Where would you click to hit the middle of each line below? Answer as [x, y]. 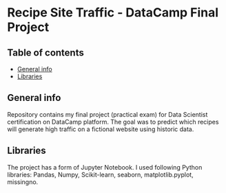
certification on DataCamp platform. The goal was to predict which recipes [113, 122]
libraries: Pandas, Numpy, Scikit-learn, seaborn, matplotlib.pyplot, [101, 174]
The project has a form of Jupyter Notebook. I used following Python [105, 167]
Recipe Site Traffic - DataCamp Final [113, 13]
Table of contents [45, 53]
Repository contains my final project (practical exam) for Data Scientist [107, 114]
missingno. [23, 182]
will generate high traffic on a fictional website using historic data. [101, 129]
